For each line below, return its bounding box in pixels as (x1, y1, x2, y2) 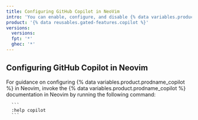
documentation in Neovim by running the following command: (6, 91, 156, 98)
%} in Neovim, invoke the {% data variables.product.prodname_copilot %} (6, 84, 186, 91)
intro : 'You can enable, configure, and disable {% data (6, 14, 149, 20)
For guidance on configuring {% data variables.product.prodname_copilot (6, 78, 185, 85)
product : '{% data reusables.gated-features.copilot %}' (6, 19, 149, 25)
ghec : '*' (11, 42, 35, 47)
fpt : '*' (11, 36, 33, 42)
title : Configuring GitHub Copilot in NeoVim (6, 8, 120, 15)
